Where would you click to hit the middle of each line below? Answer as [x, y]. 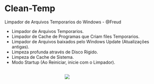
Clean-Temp [30, 8]
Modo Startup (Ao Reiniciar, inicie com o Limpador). [63, 62]
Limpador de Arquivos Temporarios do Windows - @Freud [63, 22]
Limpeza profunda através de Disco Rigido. [55, 52]
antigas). [20, 47]
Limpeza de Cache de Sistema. [43, 57]
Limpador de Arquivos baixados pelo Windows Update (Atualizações [80, 41]
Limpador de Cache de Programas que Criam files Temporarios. [76, 36]
